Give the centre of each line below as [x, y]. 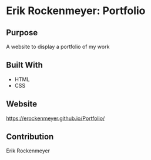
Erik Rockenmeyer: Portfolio [76, 11]
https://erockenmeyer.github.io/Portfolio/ [56, 118]
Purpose [22, 33]
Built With [24, 65]
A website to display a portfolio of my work [58, 46]
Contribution [30, 137]
